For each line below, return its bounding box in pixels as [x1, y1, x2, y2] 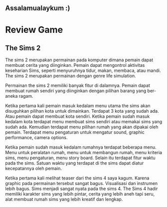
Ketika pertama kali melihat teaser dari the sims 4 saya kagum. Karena [5, 175, 150, 181]
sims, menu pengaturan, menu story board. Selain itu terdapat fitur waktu [5, 155, 156, 161]
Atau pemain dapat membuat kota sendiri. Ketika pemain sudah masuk [5, 113, 150, 119]
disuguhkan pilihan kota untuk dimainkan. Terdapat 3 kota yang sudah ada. [5, 108, 159, 114]
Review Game [5, 24, 63, 35]
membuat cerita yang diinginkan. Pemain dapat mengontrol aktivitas [5, 62, 145, 68]
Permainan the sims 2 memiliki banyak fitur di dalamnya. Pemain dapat [5, 82, 151, 89]
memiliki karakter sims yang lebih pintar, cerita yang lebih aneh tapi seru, [5, 191, 155, 197]
